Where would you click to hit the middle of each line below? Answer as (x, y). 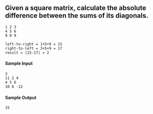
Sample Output (21, 97)
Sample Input (19, 64)
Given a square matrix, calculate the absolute (76, 8)
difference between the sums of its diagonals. (77, 16)
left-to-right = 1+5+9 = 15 (34, 44)
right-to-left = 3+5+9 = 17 (34, 48)
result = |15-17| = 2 (27, 53)
